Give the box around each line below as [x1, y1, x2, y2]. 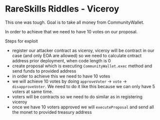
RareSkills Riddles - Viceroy [5, 3, 120, 15]
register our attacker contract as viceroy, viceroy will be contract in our [12, 47, 155, 53]
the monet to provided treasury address [12, 109, 92, 115]
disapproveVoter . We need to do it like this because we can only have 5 [12, 83, 155, 89]
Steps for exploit [5, 38, 38, 44]
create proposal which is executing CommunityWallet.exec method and [12, 63, 152, 69]
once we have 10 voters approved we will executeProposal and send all [12, 104, 154, 110]
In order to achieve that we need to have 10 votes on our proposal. [5, 29, 138, 34]
